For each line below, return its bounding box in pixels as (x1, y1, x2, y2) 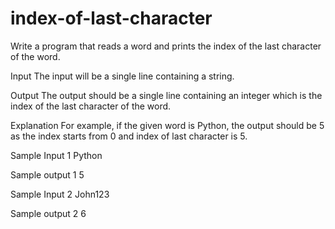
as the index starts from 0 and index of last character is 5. (10, 130, 248, 142)
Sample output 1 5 (10, 168, 85, 181)
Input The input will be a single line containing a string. (10, 70, 235, 82)
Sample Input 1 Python (10, 149, 103, 161)
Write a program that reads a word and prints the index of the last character (10, 40, 322, 52)
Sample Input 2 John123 (10, 188, 110, 200)
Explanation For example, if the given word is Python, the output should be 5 (10, 119, 325, 131)
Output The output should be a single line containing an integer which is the (10, 89, 323, 101)
